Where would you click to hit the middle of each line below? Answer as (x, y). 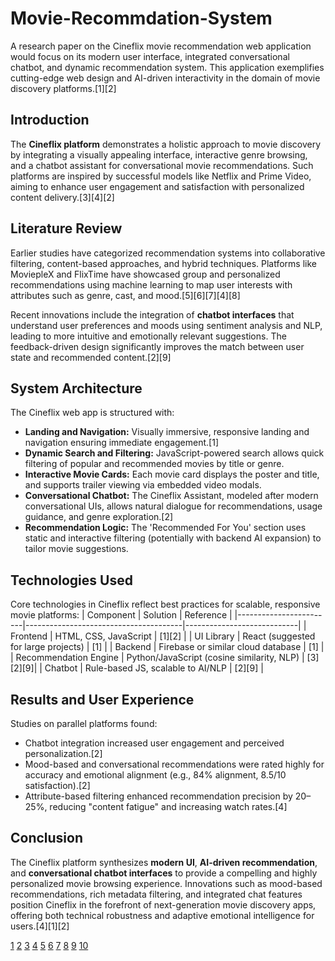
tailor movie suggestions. (76, 549)
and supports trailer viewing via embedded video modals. (143, 485)
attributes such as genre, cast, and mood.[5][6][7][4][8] (125, 295)
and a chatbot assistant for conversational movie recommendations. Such (162, 165)
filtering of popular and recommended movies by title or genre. (154, 464)
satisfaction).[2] (57, 785)
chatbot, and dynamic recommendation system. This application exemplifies (167, 67)
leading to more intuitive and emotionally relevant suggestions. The (148, 336)
